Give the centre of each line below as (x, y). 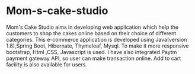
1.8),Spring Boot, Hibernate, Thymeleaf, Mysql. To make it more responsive (97, 46)
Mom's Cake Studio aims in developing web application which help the (92, 27)
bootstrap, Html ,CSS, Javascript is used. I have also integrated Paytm (92, 52)
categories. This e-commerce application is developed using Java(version (97, 39)
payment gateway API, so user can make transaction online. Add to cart (94, 58)
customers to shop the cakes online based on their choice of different (91, 33)
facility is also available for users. (47, 64)
